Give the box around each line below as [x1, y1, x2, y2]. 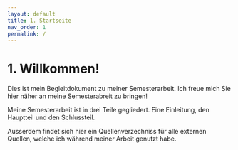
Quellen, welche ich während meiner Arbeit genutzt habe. [7, 134, 177, 143]
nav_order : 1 [7, 23, 46, 31]
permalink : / [7, 30, 46, 38]
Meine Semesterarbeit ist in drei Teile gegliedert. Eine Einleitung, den [7, 106, 210, 114]
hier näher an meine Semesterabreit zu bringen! [7, 92, 148, 100]
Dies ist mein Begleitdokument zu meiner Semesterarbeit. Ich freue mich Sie [7, 85, 232, 93]
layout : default [7, 10, 56, 18]
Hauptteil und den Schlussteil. [7, 113, 95, 122]
